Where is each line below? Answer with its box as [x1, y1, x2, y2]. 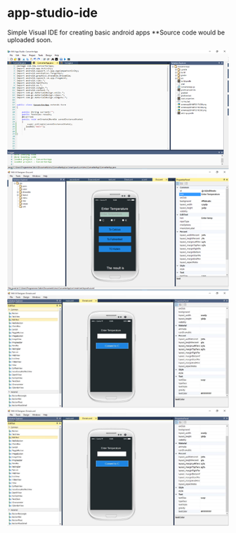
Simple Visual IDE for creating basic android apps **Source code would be [7, 28, 225, 37]
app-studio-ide [7, 5, 98, 21]
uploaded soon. [7, 35, 53, 44]
